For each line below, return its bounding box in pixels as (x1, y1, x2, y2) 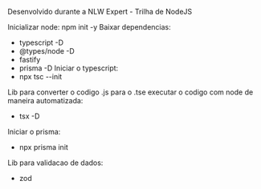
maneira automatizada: (7, 96, 84, 105)
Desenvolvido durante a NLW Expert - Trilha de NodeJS (7, 7, 193, 16)
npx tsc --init (18, 72, 63, 81)
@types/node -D (18, 46, 75, 55)
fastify (18, 55, 41, 64)
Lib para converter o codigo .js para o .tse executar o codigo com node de (7, 87, 254, 97)
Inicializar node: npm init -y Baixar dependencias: (7, 22, 172, 31)
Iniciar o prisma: (7, 127, 61, 136)
